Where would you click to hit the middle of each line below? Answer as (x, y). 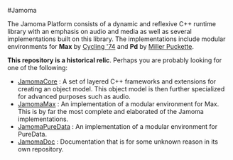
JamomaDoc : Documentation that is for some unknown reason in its (118, 142)
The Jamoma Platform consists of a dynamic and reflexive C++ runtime (112, 24)
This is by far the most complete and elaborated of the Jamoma (110, 112)
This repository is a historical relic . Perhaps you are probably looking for (115, 60)
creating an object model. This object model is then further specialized (121, 89)
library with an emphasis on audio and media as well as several (99, 32)
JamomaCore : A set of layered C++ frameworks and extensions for (117, 81)
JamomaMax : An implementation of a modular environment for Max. (118, 104)
